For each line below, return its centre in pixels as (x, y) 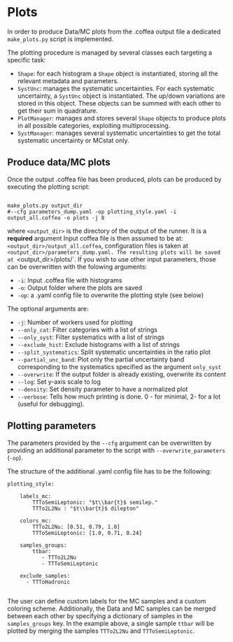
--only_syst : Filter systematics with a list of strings (91, 337)
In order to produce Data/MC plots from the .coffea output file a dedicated (114, 31)
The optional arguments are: (48, 308)
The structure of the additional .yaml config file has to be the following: (110, 471)
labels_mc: (36, 496)
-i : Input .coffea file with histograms (70, 280)
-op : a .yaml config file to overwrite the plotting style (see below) (111, 295)
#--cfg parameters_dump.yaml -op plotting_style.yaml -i (92, 212)
